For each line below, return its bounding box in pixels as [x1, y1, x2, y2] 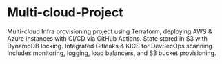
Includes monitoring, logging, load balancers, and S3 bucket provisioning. [7, 49, 216, 57]
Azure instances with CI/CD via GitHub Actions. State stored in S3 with [7, 34, 208, 42]
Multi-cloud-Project [7, 5, 123, 20]
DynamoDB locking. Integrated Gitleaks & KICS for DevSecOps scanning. [7, 42, 214, 50]
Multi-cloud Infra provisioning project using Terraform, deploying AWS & [7, 27, 212, 35]
